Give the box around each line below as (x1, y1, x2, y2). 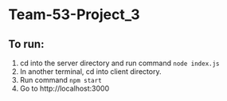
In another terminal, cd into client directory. (19, 67, 162, 76)
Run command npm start (19, 76, 102, 84)
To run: (8, 37, 45, 51)
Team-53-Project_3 (8, 6, 141, 24)
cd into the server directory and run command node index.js (19, 58, 221, 68)
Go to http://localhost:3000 (19, 84, 110, 93)
